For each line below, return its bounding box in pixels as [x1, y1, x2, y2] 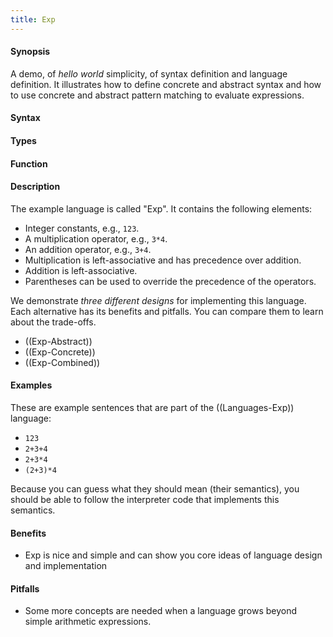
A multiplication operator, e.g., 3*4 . [24, 232, 168, 245]
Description [10, 181, 61, 193]
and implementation [24, 560, 108, 572]
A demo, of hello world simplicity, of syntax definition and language [10, 67, 288, 80]
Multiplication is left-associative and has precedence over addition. [24, 254, 302, 266]
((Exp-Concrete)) [24, 346, 96, 358]
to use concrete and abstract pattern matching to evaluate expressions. [10, 89, 305, 101]
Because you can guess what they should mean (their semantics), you [10, 483, 300, 495]
